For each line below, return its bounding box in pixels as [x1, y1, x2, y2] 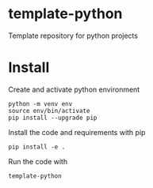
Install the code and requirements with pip [8, 127, 146, 137]
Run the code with [8, 156, 68, 166]
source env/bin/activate [8, 107, 90, 115]
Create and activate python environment [8, 85, 140, 94]
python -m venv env [8, 100, 73, 107]
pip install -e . [8, 143, 66, 151]
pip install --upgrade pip [8, 114, 98, 122]
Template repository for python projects [8, 31, 139, 40]
